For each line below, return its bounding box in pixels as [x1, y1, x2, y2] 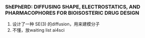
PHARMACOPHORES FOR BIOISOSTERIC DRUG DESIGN [5, 9, 139, 16]
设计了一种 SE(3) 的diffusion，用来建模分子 [12, 21, 100, 27]
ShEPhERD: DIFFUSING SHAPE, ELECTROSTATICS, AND [5, 3, 141, 10]
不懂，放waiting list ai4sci [12, 27, 65, 33]
